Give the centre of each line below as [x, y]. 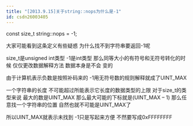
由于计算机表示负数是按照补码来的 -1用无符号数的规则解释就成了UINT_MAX [96, 78]
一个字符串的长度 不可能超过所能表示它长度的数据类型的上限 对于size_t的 [94, 90]
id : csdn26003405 [27, 17]
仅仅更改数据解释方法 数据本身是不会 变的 [63, 65]
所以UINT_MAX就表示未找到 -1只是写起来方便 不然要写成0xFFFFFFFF [89, 117]
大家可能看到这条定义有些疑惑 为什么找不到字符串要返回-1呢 [78, 45]
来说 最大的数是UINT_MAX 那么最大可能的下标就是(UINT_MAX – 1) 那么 [96, 97]
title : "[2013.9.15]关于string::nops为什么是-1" [64, 11]
